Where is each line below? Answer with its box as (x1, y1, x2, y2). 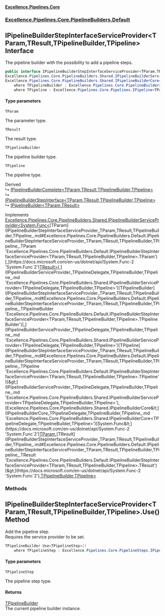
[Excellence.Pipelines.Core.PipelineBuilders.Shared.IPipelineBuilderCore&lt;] (5, 405, 159, 411)
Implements (5, 212, 29, 218)
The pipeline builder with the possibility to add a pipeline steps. (5, 59, 133, 66)
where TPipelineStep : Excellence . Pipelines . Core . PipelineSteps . (14, 548, 151, 553)
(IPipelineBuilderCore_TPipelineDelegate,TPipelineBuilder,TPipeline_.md (5, 410, 150, 416)
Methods (5, 485, 27, 492)
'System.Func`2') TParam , (5, 431, 57, 437)
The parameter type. (5, 117, 47, 123)
